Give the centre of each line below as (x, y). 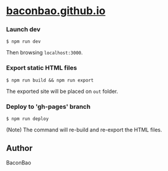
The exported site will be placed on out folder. (62, 91)
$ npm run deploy (28, 119)
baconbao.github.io (56, 11)
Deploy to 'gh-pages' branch (48, 107)
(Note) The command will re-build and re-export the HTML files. (84, 130)
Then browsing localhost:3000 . (44, 53)
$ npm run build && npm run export (50, 80)
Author (19, 148)
